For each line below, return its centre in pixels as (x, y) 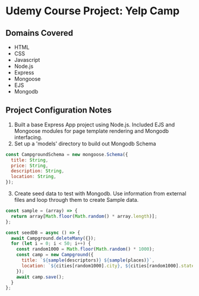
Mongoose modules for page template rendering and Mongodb (91, 131)
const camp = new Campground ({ (55, 255)
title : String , (30, 160)
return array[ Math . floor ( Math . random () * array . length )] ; (84, 216)
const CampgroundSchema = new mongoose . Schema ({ (67, 154)
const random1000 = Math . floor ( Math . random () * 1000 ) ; (86, 249)
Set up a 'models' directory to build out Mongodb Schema (85, 144)
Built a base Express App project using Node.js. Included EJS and (94, 124)
